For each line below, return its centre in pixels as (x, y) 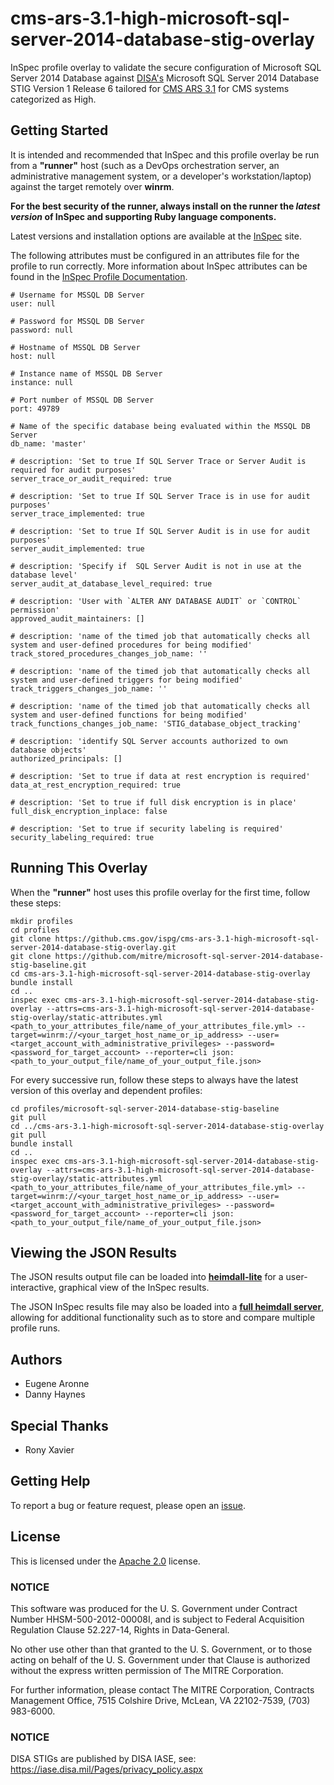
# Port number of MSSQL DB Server (82, 400)
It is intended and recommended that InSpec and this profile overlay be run (165, 154)
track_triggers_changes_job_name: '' (89, 688)
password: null (42, 330)
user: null (33, 303)
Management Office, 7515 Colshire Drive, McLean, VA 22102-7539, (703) (160, 1700)
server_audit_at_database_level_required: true (111, 583)
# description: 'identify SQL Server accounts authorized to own (149, 741)
